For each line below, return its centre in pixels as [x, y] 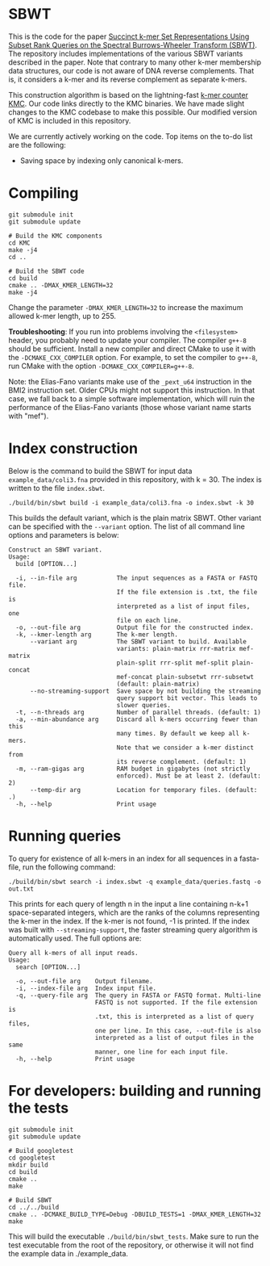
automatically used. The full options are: [75, 938]
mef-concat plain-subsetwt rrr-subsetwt [185, 677]
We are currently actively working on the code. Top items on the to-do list [131, 136]
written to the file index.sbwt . [57, 488]
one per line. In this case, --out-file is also [178, 1030]
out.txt [21, 889]
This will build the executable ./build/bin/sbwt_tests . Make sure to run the [134, 1236]
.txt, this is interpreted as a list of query [174, 1017]
